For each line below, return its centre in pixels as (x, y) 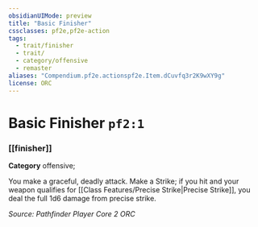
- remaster (34, 68)
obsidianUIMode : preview (50, 16)
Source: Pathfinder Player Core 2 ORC (72, 213)
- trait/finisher (45, 46)
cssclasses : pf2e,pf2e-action (59, 31)
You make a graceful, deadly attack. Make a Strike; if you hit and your (124, 181)
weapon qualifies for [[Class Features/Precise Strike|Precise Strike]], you (130, 189)
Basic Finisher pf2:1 (77, 123)
